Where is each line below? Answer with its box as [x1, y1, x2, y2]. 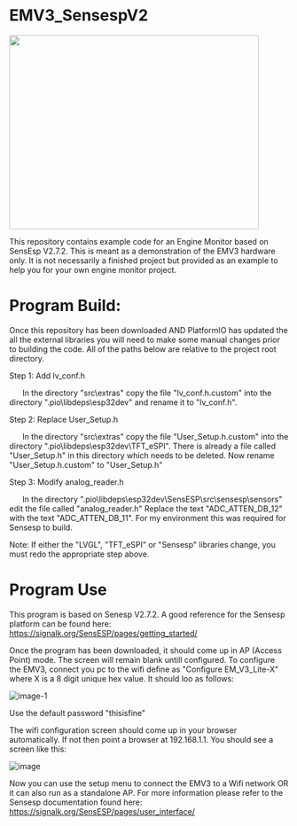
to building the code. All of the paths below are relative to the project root [9, 343, 277, 355]
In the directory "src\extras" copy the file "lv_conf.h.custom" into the [21, 387, 272, 398]
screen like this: [9, 744, 66, 754]
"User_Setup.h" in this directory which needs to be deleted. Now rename [9, 449, 275, 461]
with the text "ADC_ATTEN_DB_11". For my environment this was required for [9, 512, 286, 523]
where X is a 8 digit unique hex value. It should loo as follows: [9, 673, 235, 683]
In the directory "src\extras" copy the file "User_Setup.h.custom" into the [21, 431, 289, 441]
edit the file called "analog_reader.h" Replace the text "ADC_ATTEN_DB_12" [9, 503, 284, 514]
